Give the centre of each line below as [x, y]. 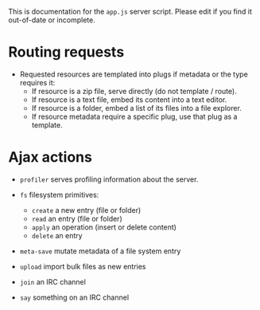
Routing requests [66, 52]
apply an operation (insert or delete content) [104, 227]
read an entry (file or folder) [77, 218]
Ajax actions [50, 157]
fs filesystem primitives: [59, 194]
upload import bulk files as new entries [83, 266]
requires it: [37, 82]
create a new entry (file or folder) [86, 210]
